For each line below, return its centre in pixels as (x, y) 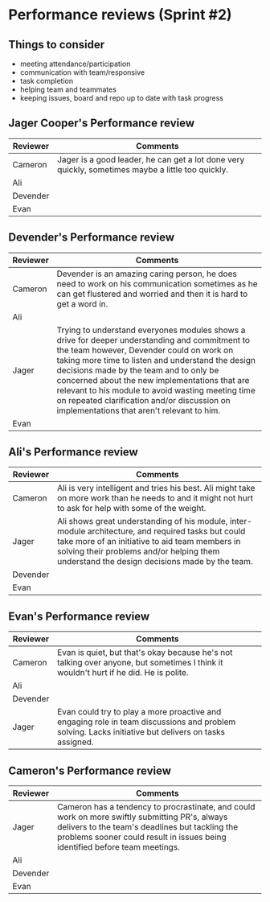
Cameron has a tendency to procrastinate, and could (156, 807)
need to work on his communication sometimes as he (157, 283)
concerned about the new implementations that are (153, 380)
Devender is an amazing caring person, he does (147, 274)
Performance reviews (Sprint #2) (120, 15)
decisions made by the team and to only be (138, 370)
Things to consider (57, 45)
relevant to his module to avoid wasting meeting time (156, 390)
